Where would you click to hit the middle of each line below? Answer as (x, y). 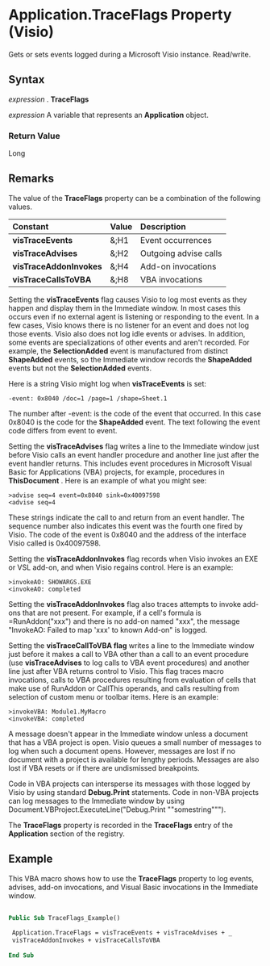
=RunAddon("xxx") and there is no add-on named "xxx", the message (124, 621)
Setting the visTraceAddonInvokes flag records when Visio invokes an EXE (133, 558)
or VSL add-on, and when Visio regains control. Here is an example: (121, 567)
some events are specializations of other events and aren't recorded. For (129, 342)
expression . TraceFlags (49, 99)
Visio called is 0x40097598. (55, 543)
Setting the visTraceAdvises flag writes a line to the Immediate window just (134, 446)
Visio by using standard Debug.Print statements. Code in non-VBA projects (134, 792)
